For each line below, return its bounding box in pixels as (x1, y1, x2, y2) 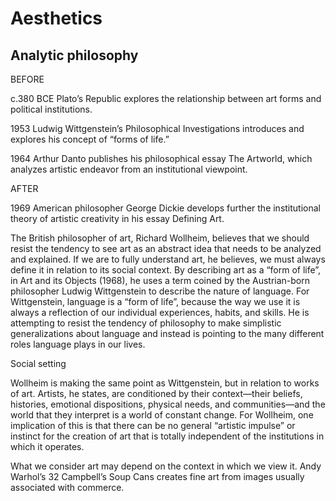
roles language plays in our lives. (10, 338, 146, 350)
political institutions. (10, 103, 93, 115)
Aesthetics (10, 7, 103, 30)
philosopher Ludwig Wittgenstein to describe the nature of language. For (10, 285, 310, 297)
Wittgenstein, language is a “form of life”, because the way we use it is (10, 296, 301, 307)
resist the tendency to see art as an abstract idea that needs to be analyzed (10, 243, 322, 254)
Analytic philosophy (10, 47, 139, 64)
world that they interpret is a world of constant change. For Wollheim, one (10, 409, 314, 421)
